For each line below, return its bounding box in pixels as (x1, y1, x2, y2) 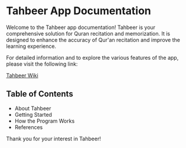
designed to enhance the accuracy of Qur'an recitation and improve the (6, 36, 180, 43)
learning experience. (6, 43, 57, 50)
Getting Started (14, 111, 52, 118)
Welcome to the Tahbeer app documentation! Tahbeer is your (6, 24, 155, 31)
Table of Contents (6, 89, 74, 99)
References (14, 123, 43, 131)
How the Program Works (14, 117, 75, 124)
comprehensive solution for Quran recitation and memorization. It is (6, 30, 171, 37)
